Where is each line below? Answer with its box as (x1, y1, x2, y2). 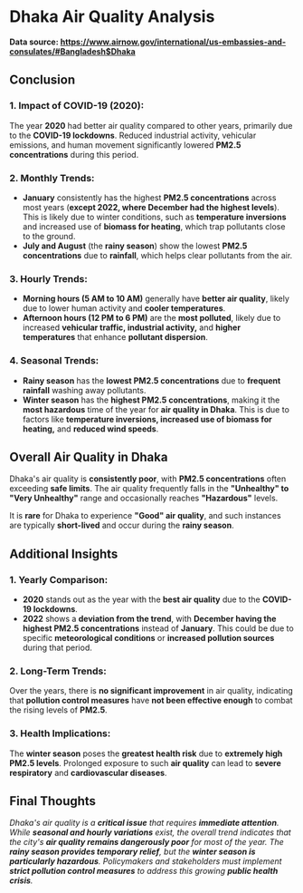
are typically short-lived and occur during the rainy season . (9, 519, 234, 531)
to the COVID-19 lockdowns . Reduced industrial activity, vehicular (9, 130, 257, 141)
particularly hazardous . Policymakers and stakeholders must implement (9, 856, 282, 867)
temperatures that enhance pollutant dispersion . (22, 332, 208, 343)
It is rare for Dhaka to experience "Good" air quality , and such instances (9, 510, 282, 521)
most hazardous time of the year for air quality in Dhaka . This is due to (22, 403, 289, 414)
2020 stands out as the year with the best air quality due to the (22, 594, 260, 605)
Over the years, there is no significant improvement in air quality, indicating (9, 685, 294, 696)
